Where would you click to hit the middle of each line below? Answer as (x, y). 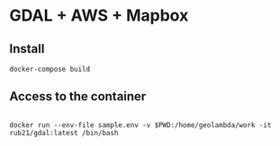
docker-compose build (50, 69)
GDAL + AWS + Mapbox (99, 16)
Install (27, 49)
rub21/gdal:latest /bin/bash (64, 133)
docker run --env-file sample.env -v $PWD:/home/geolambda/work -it (140, 125)
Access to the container (78, 96)
